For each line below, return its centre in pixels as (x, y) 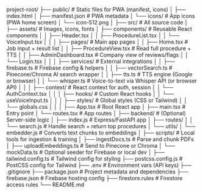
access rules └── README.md (45, 184)
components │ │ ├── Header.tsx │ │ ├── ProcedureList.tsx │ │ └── (93, 35)
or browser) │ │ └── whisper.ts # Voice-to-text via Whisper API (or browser (102, 81)
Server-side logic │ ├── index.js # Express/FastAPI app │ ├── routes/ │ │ (100, 120)
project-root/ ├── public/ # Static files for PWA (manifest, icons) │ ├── (96, 9)
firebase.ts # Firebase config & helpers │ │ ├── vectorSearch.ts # (89, 68)
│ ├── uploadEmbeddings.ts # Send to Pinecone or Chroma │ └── (91, 146)
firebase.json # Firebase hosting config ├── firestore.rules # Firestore (94, 178)
